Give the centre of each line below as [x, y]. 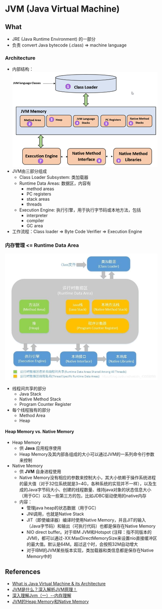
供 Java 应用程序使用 [40, 448]
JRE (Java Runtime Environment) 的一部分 [54, 39]
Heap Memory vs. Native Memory [40, 432]
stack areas [38, 199]
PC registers [39, 194]
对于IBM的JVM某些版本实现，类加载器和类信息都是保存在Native [90, 550]
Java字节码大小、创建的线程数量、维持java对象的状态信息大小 [89, 489]
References [23, 572]
